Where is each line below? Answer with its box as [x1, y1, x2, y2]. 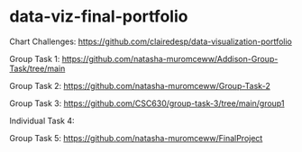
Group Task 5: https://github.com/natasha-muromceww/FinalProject [9, 132, 263, 143]
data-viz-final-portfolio [9, 6, 188, 27]
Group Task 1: [9, 53, 60, 64]
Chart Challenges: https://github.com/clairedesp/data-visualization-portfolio [9, 36, 293, 47]
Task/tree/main [9, 63, 66, 74]
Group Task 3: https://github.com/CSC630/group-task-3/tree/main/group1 [9, 97, 285, 109]
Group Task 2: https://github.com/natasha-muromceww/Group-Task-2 [9, 80, 270, 91]
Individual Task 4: [9, 115, 75, 126]
